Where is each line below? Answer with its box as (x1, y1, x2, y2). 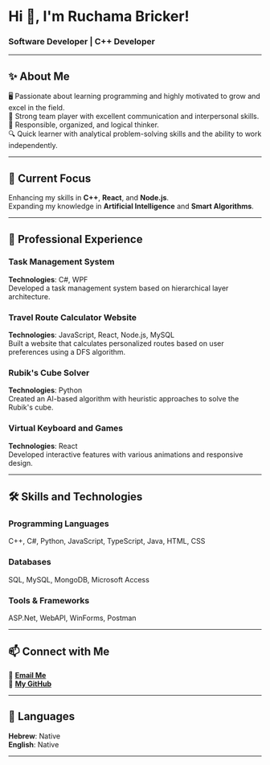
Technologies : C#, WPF (8, 274, 88, 284)
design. (8, 458, 34, 467)
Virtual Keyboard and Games (8, 422, 124, 434)
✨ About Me (8, 69, 70, 83)
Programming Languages (8, 518, 110, 529)
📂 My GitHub (8, 679, 52, 689)
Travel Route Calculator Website (8, 311, 137, 323)
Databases (8, 557, 51, 568)
